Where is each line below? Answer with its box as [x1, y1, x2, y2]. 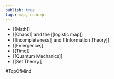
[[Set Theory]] [12, 58, 43, 64]
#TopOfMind [5, 68, 32, 74]
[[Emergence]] [12, 42, 44, 48]
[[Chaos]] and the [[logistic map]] [12, 31, 83, 37]
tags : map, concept [5, 12, 47, 17]
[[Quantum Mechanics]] [12, 53, 63, 59]
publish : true [5, 7, 35, 13]
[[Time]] [12, 48, 30, 54]
